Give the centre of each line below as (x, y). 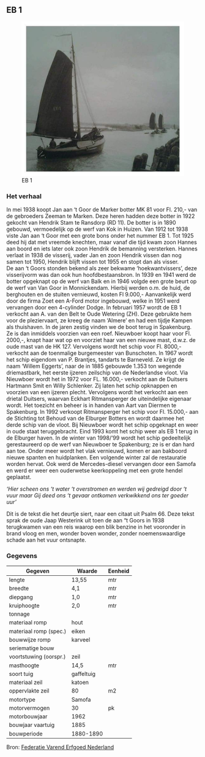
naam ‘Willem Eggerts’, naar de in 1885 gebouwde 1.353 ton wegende (94, 366)
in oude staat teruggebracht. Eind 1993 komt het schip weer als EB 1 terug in (102, 431)
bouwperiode (26, 734)
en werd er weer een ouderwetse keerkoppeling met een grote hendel (95, 470)
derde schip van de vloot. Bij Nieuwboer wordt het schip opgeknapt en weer (102, 425)
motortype (22, 699)
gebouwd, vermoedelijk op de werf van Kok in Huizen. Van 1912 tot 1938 (97, 229)
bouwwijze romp (30, 639)
